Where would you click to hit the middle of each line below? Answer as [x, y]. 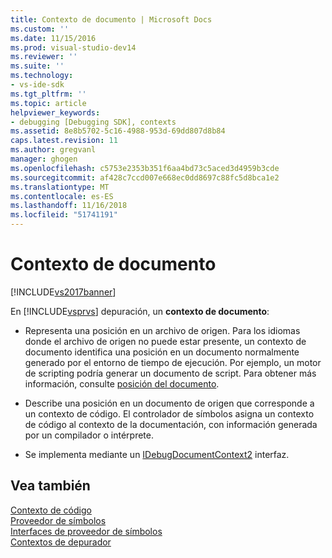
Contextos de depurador [61, 542]
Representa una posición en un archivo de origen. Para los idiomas [162, 330]
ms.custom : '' [40, 29]
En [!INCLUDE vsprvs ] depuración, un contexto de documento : [140, 311]
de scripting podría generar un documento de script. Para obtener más [170, 373]
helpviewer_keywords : [55, 112]
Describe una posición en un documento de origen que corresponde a [169, 403]
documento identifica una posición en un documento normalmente [162, 352]
